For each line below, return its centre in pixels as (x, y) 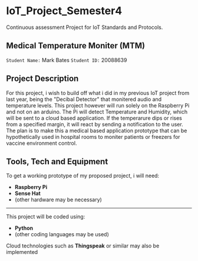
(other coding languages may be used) (62, 234)
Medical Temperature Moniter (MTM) (76, 46)
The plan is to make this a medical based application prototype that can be (97, 130)
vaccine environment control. (42, 143)
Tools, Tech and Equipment (57, 162)
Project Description (42, 79)
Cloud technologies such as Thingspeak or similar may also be (83, 246)
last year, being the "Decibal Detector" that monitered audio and (84, 99)
